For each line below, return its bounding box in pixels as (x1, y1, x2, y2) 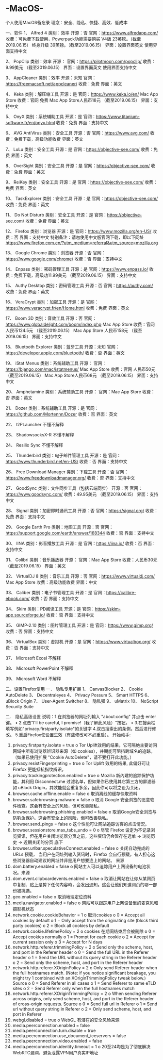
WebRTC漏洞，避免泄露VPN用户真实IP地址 (12, 1049, 98, 1056)
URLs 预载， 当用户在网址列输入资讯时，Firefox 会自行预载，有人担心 (12, 851, 151, 857)
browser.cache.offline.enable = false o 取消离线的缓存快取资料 (12, 791, 138, 796)
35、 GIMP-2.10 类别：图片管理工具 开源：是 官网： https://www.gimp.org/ (5, 622, 153, 628)
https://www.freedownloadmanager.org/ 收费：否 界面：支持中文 (5, 475, 135, 480)
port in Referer (12, 1011, 42, 1017)
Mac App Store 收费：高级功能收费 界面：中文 (5, 579, 98, 585)
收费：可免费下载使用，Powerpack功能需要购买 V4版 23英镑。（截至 (5, 36, 141, 42)
